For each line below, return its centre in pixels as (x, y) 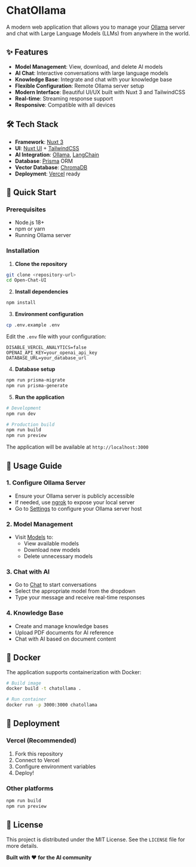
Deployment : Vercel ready (48, 174)
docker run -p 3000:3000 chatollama (52, 705)
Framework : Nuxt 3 (39, 142)
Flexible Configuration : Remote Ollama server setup (79, 86)
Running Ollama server (43, 235)
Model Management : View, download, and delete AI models (89, 66)
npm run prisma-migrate (36, 380)
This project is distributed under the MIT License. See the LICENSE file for (96, 839)
